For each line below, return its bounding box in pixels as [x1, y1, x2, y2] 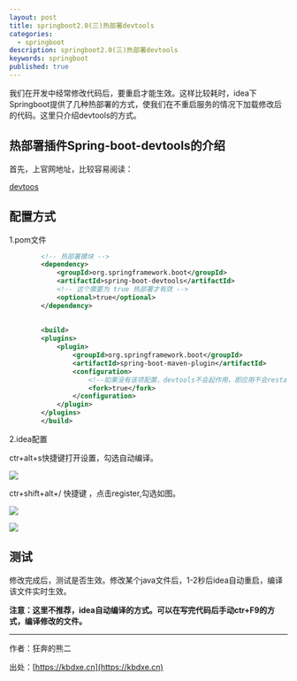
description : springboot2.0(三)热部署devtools [9, 46, 179, 55]
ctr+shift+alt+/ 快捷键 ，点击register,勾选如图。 [9, 488, 181, 499]
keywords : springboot [9, 54, 89, 63]
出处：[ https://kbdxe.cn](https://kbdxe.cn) [9, 662, 164, 672]
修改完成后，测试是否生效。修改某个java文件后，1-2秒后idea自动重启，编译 [9, 575, 284, 585]
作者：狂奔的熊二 [9, 643, 72, 654]
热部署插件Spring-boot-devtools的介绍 [9, 138, 225, 153]
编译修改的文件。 [24, 615, 87, 626]
